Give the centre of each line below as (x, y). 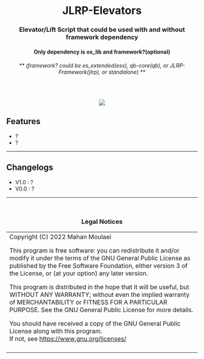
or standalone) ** (124, 72)
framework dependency (102, 37)
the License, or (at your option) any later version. (79, 273)
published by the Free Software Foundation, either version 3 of (99, 265)
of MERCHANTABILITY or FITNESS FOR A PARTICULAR (88, 302)
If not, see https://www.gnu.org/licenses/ (68, 338)
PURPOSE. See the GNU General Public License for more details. (101, 310)
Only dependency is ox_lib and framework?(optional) (102, 52)
